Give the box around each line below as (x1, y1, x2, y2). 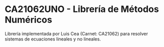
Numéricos (5, 14, 53, 25)
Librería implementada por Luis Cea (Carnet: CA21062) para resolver (5, 30, 148, 36)
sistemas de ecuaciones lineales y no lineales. (5, 36, 101, 42)
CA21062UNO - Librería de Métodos (5, 3, 159, 15)
